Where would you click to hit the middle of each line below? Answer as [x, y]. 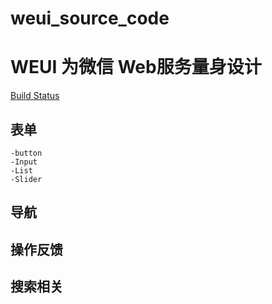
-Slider [26, 179]
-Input [24, 162]
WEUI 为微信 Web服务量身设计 [136, 67]
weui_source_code [90, 18]
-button [26, 153]
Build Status [35, 96]
